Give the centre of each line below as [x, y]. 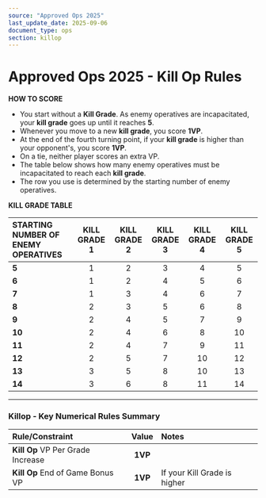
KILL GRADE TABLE [40, 205]
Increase [28, 460]
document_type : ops [40, 30]
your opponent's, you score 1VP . [73, 148]
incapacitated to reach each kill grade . [83, 173]
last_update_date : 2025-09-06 [58, 23]
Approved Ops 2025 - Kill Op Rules [125, 77]
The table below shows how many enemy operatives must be [120, 165]
